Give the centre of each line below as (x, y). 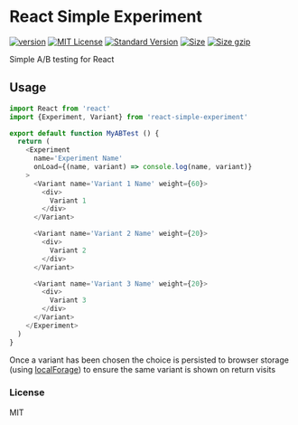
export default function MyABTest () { (84, 133)
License (27, 392)
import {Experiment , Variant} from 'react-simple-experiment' (129, 117)
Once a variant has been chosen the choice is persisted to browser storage (149, 360)
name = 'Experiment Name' (78, 159)
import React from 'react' (60, 109)
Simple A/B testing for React (62, 59)
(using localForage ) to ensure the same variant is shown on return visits (143, 369)
